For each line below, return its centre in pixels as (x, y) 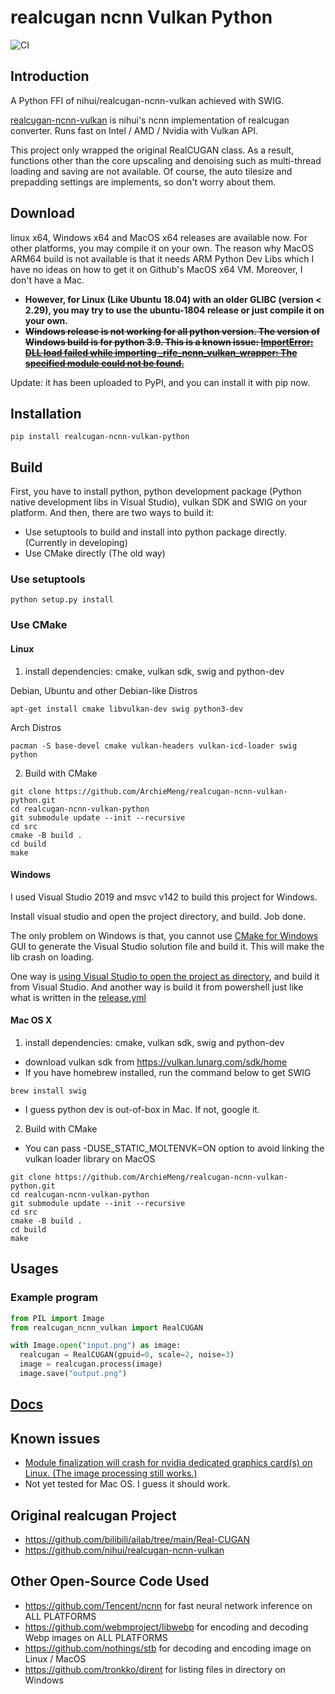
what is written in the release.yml (78, 997)
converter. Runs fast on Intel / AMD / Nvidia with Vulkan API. (134, 130)
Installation (46, 413)
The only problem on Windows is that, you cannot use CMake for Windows (164, 935)
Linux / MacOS (55, 1658)
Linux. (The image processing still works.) (111, 1473)
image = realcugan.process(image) (91, 1364)
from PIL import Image (57, 1318)
